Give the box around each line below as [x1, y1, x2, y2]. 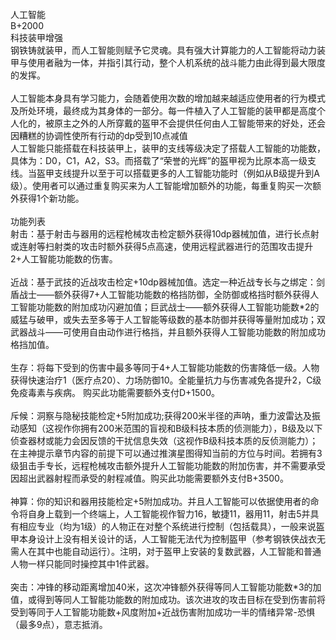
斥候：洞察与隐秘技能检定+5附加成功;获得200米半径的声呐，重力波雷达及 [10, 410, 312, 421]
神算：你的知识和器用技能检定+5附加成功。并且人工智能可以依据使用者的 [10, 496, 311, 507]
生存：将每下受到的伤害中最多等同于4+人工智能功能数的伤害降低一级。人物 [10, 362, 320, 373]
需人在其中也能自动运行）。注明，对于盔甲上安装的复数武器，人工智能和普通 [10, 546, 322, 557]
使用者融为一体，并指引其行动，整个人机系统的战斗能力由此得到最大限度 [27, 57, 326, 68]
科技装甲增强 [10, 32, 63, 43]
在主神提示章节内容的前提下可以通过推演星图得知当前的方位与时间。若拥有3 [10, 447, 323, 459]
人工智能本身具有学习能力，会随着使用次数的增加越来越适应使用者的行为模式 [10, 92, 326, 104]
